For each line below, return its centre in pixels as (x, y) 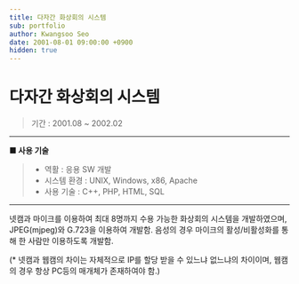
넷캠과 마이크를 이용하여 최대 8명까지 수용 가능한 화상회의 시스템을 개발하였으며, (148, 219)
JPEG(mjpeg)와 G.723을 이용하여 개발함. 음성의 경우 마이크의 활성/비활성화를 (145, 230)
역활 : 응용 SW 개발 (78, 170)
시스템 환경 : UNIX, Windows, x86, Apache (121, 181)
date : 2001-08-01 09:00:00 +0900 (71, 42)
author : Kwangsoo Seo (49, 34)
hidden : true (33, 51)
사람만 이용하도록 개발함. (71, 241)
